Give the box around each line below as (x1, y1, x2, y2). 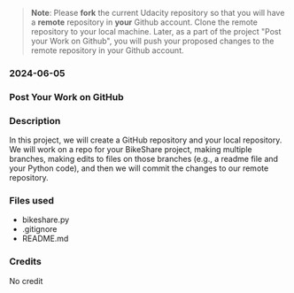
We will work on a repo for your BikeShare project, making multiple (9, 144, 252, 155)
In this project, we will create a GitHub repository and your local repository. (9, 135, 282, 145)
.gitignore (21, 224, 58, 235)
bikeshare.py (21, 214, 70, 225)
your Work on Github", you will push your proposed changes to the (30, 35, 275, 46)
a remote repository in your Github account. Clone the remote (30, 17, 259, 27)
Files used (9, 195, 55, 207)
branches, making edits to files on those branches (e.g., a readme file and (9, 154, 279, 165)
